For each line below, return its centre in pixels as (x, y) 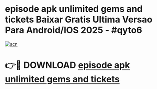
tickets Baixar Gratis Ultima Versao (79, 20)
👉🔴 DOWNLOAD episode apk (68, 65)
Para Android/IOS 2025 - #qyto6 (74, 30)
